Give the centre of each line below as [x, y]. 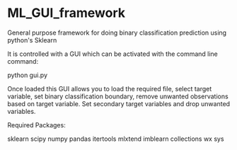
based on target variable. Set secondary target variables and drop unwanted [119, 103]
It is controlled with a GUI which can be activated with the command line [112, 54]
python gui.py [28, 75]
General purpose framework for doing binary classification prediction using [117, 33]
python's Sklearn [32, 40]
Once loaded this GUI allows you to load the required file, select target [110, 88]
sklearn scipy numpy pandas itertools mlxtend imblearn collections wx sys [116, 139]
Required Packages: [36, 125]
